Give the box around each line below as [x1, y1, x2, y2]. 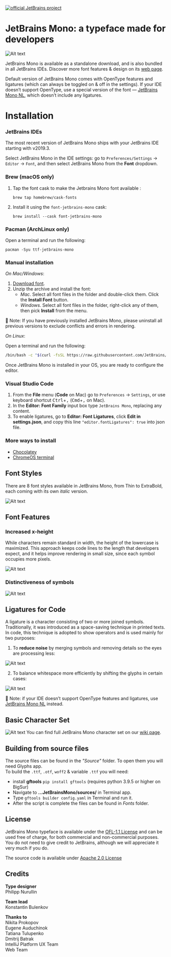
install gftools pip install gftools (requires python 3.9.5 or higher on [12, 778, 161, 785]
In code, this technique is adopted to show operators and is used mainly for [5, 630, 164, 636]
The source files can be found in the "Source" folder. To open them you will [5, 758, 163, 764]
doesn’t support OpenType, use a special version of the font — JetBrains [5, 86, 158, 93]
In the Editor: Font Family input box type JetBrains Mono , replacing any [12, 403, 162, 409]
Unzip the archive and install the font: [12, 286, 92, 292]
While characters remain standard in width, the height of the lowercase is [5, 540, 159, 546]
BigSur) [12, 784, 29, 790]
